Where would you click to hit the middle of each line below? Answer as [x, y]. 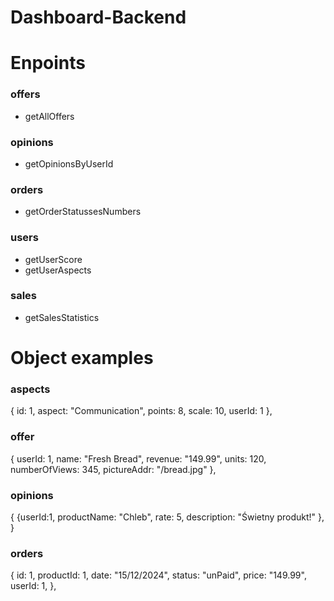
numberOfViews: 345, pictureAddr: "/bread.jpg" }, [113, 469]
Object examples [82, 358]
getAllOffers [49, 116]
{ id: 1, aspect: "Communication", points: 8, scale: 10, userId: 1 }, [141, 411]
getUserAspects [58, 270]
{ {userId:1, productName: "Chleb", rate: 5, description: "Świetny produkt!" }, [167, 517]
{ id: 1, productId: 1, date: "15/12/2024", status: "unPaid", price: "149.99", [158, 575]
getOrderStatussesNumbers [83, 212]
